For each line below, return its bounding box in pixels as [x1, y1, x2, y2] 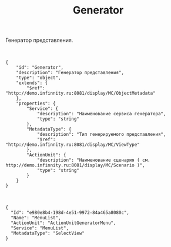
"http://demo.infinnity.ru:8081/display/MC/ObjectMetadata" [5, 91, 156, 96]
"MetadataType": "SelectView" [11, 231, 85, 236]
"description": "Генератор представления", [16, 70, 125, 76]
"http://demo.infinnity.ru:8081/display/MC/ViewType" [5, 142, 140, 148]
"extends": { [16, 80, 48, 86]
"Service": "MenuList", [11, 225, 69, 231]
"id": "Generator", [16, 65, 64, 71]
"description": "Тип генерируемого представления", [36, 132, 166, 138]
